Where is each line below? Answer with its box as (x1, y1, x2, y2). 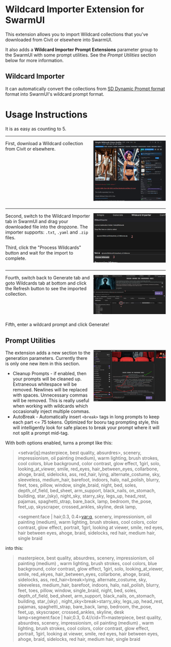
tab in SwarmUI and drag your (5, 218, 69, 224)
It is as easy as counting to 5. (5, 126, 67, 132)
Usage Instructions (5, 108, 88, 120)
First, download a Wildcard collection (5, 140, 83, 146)
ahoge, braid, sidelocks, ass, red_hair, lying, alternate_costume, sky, (17, 471, 161, 477)
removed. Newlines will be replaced (12, 386, 88, 392)
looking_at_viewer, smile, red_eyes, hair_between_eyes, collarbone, (17, 466, 159, 472)
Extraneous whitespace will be (12, 381, 77, 387)
